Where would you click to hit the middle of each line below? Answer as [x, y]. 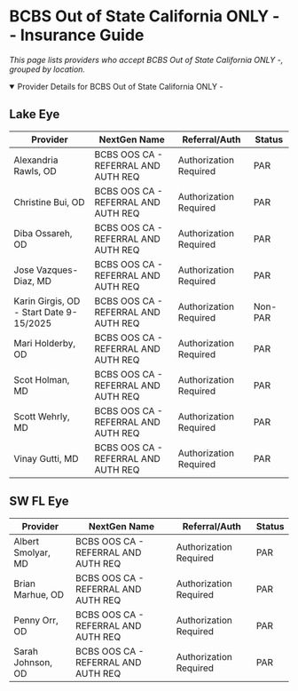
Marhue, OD [39, 594]
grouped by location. [47, 69]
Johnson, [33, 662]
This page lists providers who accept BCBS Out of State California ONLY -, [146, 60]
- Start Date [39, 312]
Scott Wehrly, [42, 417]
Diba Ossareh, [43, 233]
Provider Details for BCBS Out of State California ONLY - [120, 86]
